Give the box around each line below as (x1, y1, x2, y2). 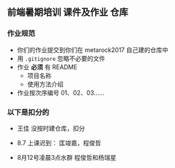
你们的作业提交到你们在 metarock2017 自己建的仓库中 (16, 45, 169, 53)
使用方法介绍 (27, 80, 64, 88)
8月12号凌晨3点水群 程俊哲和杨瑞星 (16, 153, 117, 161)
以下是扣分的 (7, 107, 50, 117)
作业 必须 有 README (16, 62, 77, 71)
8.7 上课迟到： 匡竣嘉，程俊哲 (16, 139, 101, 147)
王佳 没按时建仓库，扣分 (16, 124, 85, 132)
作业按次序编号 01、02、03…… (16, 88, 105, 97)
